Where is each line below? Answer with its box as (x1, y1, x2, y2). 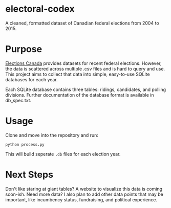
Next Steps (5, 169, 54, 180)
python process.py (5, 142, 45, 147)
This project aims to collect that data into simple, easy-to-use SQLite (5, 71, 150, 77)
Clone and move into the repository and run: (5, 132, 99, 138)
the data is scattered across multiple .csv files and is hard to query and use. (5, 65, 165, 72)
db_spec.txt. (5, 97, 32, 103)
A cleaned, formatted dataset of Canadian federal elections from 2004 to (5, 20, 160, 26)
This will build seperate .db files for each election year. (5, 151, 121, 157)
